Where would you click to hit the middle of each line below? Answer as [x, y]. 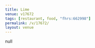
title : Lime [17, 9]
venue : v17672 [20, 14]
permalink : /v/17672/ [27, 23]
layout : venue [20, 28]
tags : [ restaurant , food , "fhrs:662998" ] [48, 18]
